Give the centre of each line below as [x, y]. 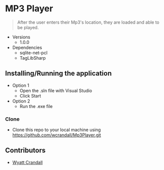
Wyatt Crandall [27, 162]
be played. [28, 27]
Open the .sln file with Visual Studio [56, 90]
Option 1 [21, 85]
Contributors [25, 151]
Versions [21, 37]
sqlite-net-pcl [34, 53]
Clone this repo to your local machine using [57, 130]
